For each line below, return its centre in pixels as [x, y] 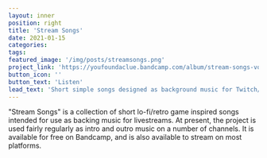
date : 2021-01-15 [37, 38]
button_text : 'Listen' [46, 82]
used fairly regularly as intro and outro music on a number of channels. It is [131, 129]
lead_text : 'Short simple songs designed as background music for [120, 89]
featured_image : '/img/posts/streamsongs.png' [87, 60]
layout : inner [32, 15]
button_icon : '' [35, 75]
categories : [28, 45]
